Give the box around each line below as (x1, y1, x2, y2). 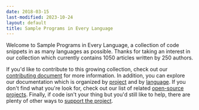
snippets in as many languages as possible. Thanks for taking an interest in (6, 48, 191, 55)
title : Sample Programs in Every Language (6, 25, 113, 32)
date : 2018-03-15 (6, 8, 49, 15)
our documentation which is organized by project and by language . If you (6, 78, 186, 86)
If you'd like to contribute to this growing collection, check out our (6, 66, 168, 73)
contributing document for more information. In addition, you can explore (6, 72, 185, 79)
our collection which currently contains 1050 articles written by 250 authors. (6, 54, 194, 61)
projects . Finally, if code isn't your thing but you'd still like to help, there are (6, 91, 191, 98)
